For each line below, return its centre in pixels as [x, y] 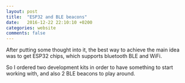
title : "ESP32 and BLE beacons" [47, 17]
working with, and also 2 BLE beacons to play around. [71, 74]
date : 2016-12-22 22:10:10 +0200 [49, 22]
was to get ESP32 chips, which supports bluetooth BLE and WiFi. [84, 56]
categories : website [31, 28]
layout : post [22, 11]
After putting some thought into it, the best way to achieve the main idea [93, 50]
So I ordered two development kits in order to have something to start [90, 67]
